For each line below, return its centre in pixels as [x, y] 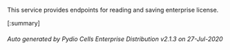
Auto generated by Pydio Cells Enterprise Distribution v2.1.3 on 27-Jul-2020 [115, 39]
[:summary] [23, 23]
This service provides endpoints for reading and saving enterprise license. [113, 10]
